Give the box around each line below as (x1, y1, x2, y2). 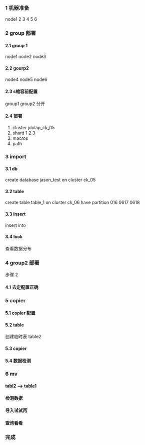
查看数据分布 (5, 245, 31, 251)
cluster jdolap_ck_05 (12, 125, 55, 131)
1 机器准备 (5, 4, 29, 11)
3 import (5, 153, 26, 160)
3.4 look (5, 234, 23, 240)
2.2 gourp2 (5, 65, 29, 71)
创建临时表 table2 (5, 333, 41, 340)
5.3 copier (5, 345, 27, 351)
